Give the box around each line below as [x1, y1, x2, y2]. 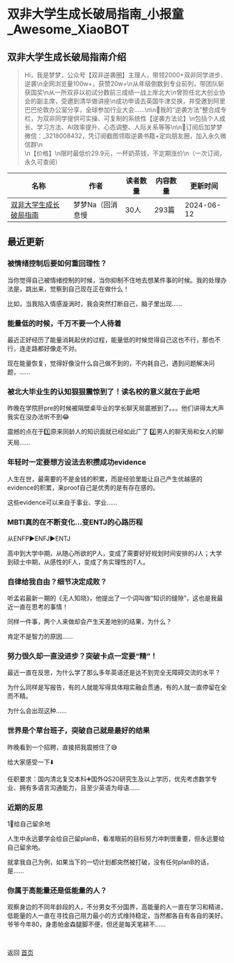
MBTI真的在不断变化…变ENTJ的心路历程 [7, 517, 143, 527]
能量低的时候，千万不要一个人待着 [7, 318, 122, 328]
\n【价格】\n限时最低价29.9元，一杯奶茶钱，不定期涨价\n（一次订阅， [24, 149, 226, 157]
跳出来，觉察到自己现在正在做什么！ [25, 285, 130, 293]
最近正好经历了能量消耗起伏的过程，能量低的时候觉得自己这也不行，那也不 [7, 335, 221, 344]
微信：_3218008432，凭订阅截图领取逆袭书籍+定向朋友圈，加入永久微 [24, 132, 226, 140]
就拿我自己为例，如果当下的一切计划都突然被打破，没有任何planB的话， [7, 858, 213, 866]
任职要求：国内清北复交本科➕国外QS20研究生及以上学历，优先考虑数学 [7, 774, 211, 783]
